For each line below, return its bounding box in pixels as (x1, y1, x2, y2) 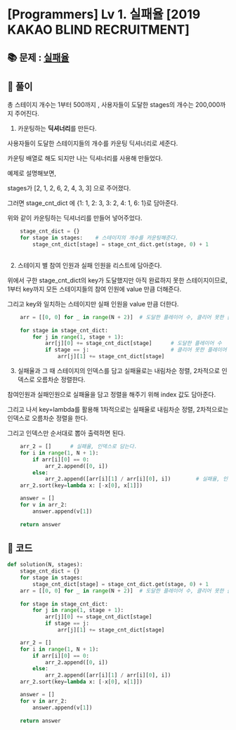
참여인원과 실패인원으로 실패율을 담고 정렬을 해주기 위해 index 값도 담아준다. (7, 391, 216, 399)
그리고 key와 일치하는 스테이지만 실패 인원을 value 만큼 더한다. (7, 299, 179, 308)
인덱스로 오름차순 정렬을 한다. (7, 414, 88, 422)
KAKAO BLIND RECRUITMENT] (7, 22, 190, 38)
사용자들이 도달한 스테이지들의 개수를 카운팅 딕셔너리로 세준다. (7, 139, 178, 148)
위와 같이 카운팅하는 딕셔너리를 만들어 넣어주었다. (7, 214, 143, 222)
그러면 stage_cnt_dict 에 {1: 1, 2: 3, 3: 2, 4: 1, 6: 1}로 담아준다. (7, 199, 178, 207)
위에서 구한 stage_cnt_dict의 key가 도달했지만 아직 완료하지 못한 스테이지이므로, (7, 275, 228, 285)
